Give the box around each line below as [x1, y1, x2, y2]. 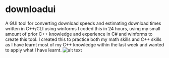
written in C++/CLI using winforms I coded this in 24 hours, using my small [5, 25, 160, 31]
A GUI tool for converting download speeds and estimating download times [5, 20, 161, 26]
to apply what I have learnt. [5, 47, 62, 53]
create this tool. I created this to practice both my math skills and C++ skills [5, 36, 162, 42]
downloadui [5, 4, 56, 15]
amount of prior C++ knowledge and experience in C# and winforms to [5, 31, 153, 37]
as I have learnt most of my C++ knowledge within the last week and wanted [5, 41, 164, 47]
